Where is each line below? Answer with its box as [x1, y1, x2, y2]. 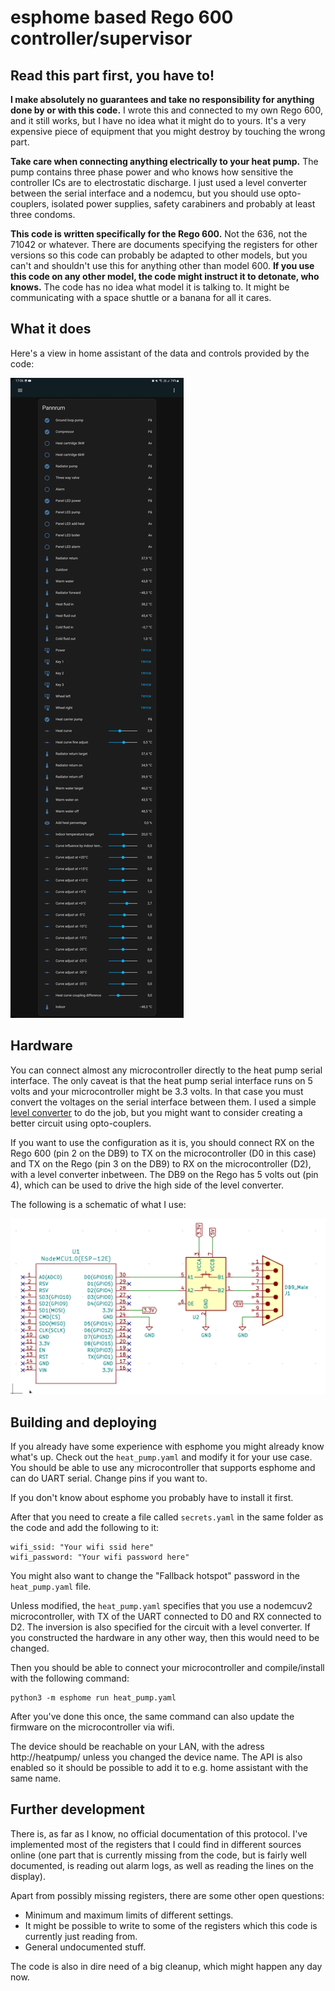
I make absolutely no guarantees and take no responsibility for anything [10, 94, 315, 105]
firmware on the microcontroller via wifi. [10, 1721, 175, 1733]
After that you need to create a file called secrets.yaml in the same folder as [10, 1511, 324, 1523]
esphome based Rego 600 [10, 6, 234, 29]
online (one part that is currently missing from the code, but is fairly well [10, 1849, 307, 1861]
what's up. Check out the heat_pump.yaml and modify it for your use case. [10, 1451, 313, 1463]
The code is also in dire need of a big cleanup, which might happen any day [10, 1960, 323, 1972]
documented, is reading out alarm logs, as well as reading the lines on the [10, 1859, 315, 1871]
